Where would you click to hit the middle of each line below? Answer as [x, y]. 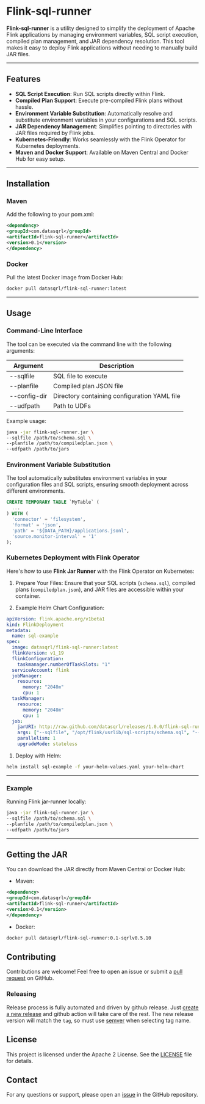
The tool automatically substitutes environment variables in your [87, 478]
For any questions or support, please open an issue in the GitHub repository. [102, 1095]
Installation [28, 184]
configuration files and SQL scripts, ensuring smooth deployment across [97, 485]
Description [117, 366]
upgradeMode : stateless [48, 744]
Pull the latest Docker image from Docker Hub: [65, 278]
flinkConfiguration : [38, 658]
